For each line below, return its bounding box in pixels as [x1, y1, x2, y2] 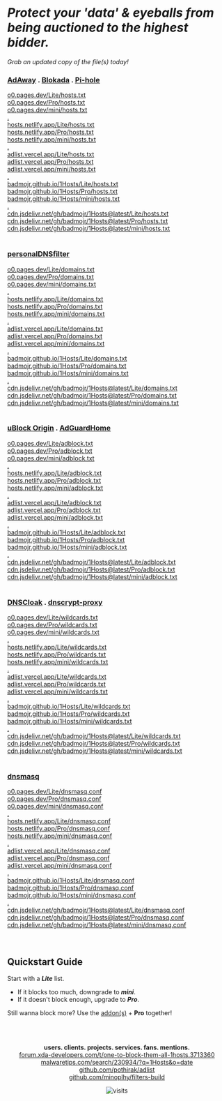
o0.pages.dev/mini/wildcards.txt [7, 628, 100, 636]
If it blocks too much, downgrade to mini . [17, 988, 136, 996]
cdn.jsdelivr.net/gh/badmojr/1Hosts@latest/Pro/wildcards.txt [7, 740, 180, 748]
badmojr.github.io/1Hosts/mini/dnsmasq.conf [7, 891, 136, 899]
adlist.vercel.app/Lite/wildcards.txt [7, 673, 106, 681]
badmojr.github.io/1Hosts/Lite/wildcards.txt [7, 703, 131, 711]
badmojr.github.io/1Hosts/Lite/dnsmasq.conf [7, 876, 135, 885]
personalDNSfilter [7, 249, 70, 259]
